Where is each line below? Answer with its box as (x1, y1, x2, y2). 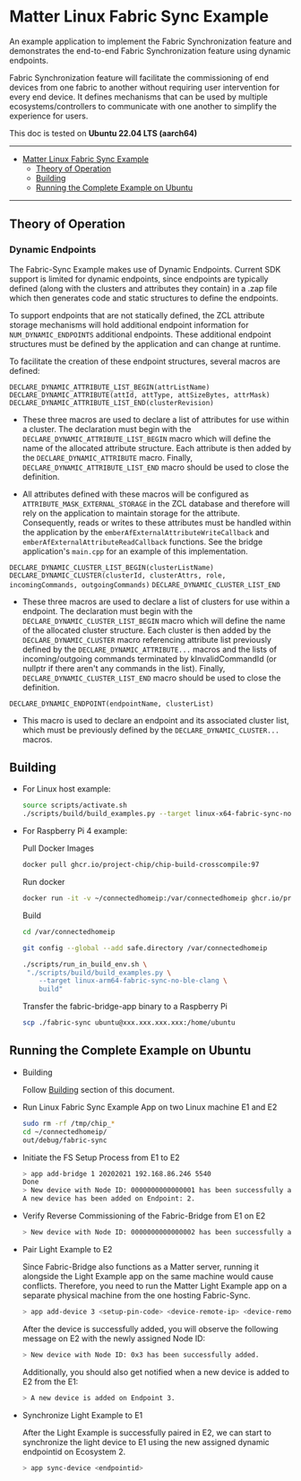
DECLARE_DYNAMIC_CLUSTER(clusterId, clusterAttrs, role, (9, 571, 227, 580)
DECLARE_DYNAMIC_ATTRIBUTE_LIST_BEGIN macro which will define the (21, 433, 271, 444)
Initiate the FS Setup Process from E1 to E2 (21, 1152, 181, 1163)
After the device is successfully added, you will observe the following (21, 1323, 279, 1334)
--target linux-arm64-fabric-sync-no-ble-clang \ (39, 976, 228, 985)
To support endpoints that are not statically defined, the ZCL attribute (9, 309, 265, 320)
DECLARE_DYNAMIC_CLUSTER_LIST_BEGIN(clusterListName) (9, 563, 215, 572)
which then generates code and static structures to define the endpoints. (9, 292, 279, 303)
